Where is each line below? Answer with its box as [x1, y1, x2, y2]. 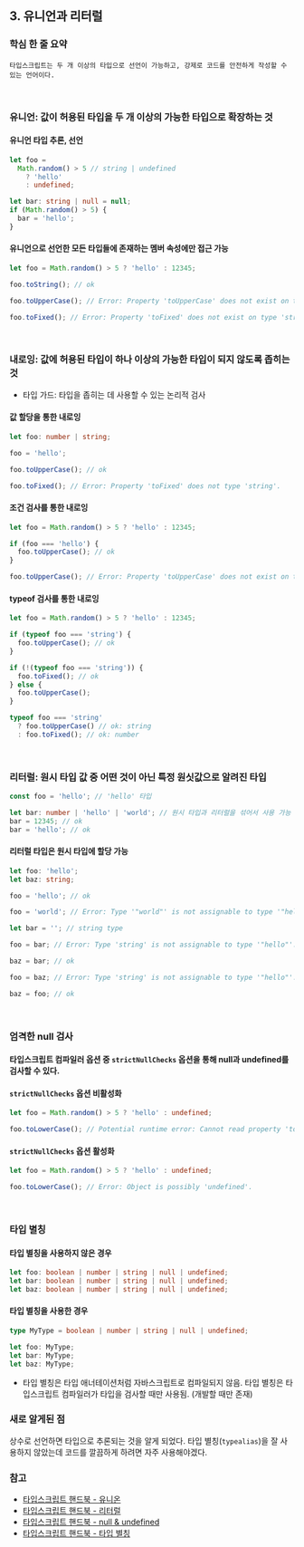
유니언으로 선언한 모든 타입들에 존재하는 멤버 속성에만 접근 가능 [9, 243, 229, 254]
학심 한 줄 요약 [9, 38, 68, 51]
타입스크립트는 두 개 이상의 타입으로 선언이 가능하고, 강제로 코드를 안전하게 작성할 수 [9, 61, 288, 70]
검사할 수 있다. [9, 1065, 61, 1076]
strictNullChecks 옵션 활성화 [9, 1145, 115, 1157]
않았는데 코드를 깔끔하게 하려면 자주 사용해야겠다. [33, 1446, 208, 1457]
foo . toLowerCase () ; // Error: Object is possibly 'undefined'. [9, 1183, 253, 1192]
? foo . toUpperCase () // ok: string [17, 722, 152, 731]
